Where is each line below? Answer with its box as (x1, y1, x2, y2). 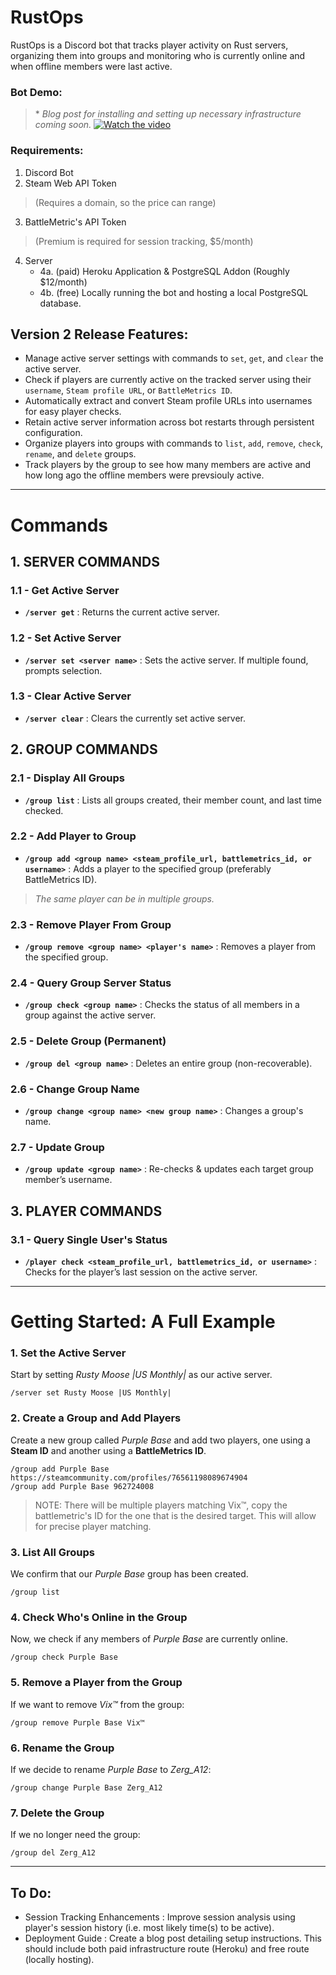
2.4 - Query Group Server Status (10, 976, 172, 990)
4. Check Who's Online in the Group (10, 1610, 188, 1624)
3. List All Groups (10, 1545, 95, 1559)
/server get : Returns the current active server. (24, 606, 220, 618)
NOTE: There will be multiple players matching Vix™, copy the (34, 1499, 288, 1511)
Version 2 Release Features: (10, 326, 189, 343)
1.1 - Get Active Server (10, 583, 120, 597)
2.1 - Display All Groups (10, 771, 126, 785)
